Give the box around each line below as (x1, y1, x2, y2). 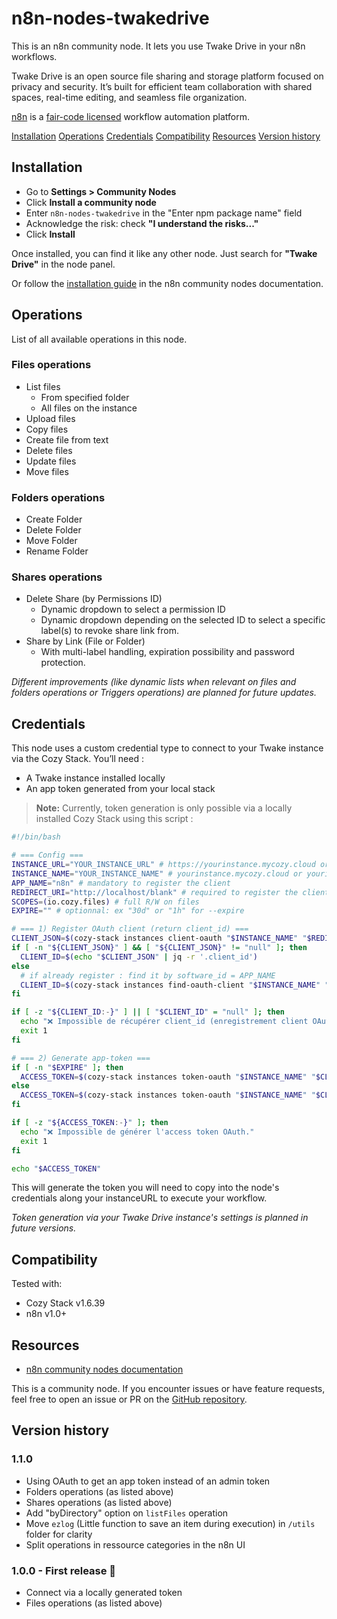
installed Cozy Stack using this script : (35, 813, 194, 825)
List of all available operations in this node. (11, 333, 188, 345)
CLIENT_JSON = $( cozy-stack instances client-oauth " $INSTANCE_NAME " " (11, 933, 308, 944)
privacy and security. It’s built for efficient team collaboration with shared (11, 80, 313, 92)
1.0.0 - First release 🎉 (11, 1563, 117, 1577)
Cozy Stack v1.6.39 (25, 1297, 106, 1309)
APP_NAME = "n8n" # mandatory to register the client (11, 878, 231, 888)
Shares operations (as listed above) (25, 1496, 173, 1508)
